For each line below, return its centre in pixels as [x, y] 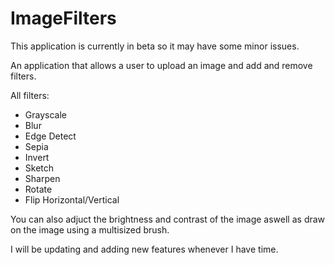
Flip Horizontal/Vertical [72, 199]
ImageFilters [63, 18]
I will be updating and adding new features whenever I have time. [144, 249]
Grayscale [45, 114]
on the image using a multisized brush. [90, 229]
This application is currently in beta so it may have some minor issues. [155, 46]
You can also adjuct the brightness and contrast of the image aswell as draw [168, 219]
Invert [37, 157]
